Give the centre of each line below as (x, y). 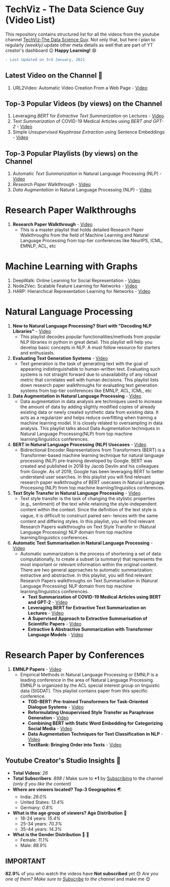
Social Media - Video (50, 729)
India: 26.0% (33, 797)
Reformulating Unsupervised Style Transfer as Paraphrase (91, 712)
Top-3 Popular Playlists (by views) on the (72, 153)
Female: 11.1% (35, 840)
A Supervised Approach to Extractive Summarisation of (88, 618)
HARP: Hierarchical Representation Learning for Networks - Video (81, 291)
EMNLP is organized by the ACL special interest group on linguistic (90, 685)
